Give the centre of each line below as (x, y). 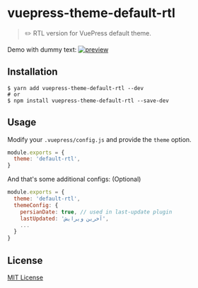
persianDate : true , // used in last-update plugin (96, 212)
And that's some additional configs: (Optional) (74, 179)
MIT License (25, 277)
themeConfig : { (36, 205)
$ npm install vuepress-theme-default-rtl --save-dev (88, 101)
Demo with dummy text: (42, 49)
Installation (33, 72)
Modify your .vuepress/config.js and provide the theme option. (100, 139)
